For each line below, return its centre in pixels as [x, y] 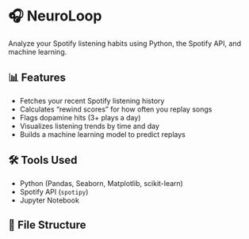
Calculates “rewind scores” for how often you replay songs [116, 109]
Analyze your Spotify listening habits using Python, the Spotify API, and [125, 43]
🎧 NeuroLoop [55, 16]
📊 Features [37, 78]
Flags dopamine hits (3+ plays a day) [80, 117]
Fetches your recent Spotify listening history [92, 101]
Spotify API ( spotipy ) [54, 192]
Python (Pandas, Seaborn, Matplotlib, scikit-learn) [102, 183]
